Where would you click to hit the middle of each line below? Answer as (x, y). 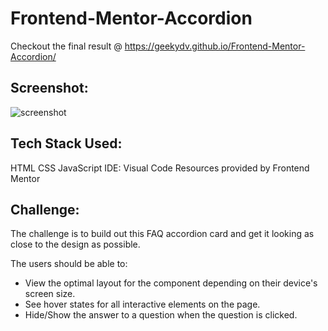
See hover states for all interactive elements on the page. (142, 304)
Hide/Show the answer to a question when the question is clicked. (161, 315)
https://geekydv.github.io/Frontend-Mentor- (215, 46)
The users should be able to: (69, 264)
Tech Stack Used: (66, 143)
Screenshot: (49, 88)
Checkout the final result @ (66, 46)
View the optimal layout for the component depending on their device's (171, 283)
